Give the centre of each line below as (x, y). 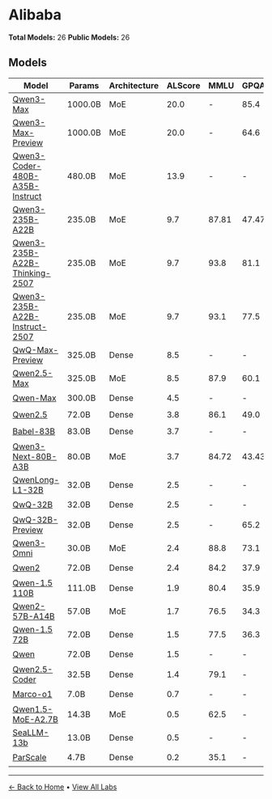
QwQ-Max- (36, 349)
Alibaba (35, 15)
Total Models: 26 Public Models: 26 (69, 37)
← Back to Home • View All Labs (63, 787)
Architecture (134, 85)
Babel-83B (34, 432)
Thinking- (32, 273)
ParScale (30, 758)
